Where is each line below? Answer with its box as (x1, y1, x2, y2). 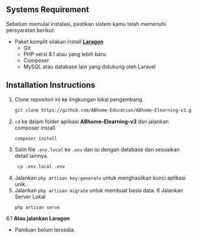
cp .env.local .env (17, 164, 65, 170)
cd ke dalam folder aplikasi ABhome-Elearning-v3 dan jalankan (14, 118, 169, 125)
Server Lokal (14, 193, 46, 200)
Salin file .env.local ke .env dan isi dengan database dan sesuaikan (14, 146, 180, 153)
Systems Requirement (6, 5, 89, 15)
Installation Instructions (6, 80, 96, 90)
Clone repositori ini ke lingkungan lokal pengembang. (14, 95, 144, 103)
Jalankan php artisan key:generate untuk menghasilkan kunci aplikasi (14, 174, 186, 181)
